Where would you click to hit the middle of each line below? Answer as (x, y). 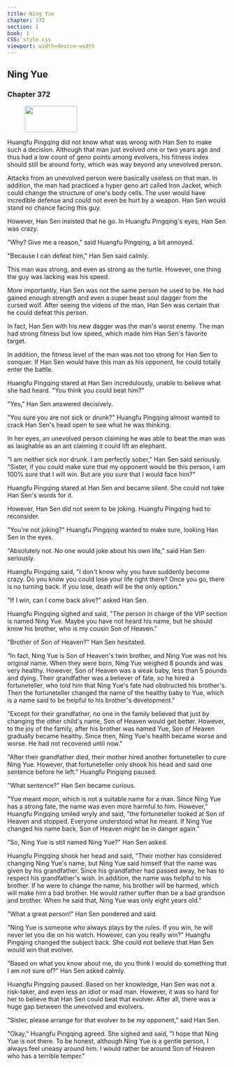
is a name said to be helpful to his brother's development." (91, 700)
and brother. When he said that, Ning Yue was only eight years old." (104, 900)
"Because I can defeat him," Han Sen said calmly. (78, 255)
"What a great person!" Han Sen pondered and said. (82, 914)
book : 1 (19, 33)
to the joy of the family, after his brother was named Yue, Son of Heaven (111, 729)
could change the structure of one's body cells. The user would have (107, 192)
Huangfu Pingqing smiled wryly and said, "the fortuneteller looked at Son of (116, 814)
